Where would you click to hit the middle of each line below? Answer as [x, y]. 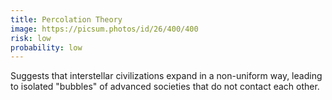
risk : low [31, 38]
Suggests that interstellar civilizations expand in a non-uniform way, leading [166, 76]
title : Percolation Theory [66, 19]
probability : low [46, 47]
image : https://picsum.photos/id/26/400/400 [104, 29]
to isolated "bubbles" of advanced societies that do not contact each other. [165, 87]
